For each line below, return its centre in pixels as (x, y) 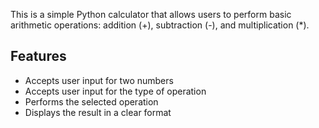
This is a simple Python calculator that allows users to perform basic (151, 14)
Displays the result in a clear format (98, 112)
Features (38, 56)
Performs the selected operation (91, 101)
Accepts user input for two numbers (99, 80)
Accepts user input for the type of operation (115, 91)
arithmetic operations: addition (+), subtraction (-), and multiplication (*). (160, 25)
